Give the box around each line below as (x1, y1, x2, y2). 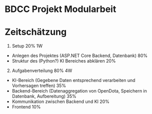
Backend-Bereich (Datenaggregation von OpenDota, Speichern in (11, 88, 147, 94)
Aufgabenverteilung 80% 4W (11, 67, 72, 73)
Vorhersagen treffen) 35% (11, 82, 66, 88)
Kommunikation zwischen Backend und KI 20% (11, 98, 109, 104)
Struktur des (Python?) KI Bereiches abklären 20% (11, 58, 116, 64)
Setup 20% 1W (11, 43, 43, 49)
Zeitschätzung (4, 26, 67, 38)
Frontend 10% (11, 104, 41, 110)
